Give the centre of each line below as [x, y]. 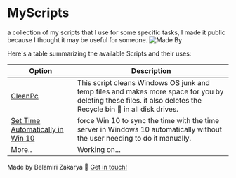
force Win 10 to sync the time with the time [148, 120]
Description [151, 70]
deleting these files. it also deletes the [139, 100]
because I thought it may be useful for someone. [78, 39]
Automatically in [38, 129]
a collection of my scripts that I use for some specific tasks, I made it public [117, 32]
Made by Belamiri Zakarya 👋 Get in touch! [67, 167]
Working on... [99, 149]
